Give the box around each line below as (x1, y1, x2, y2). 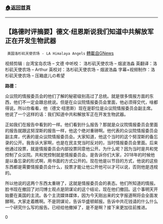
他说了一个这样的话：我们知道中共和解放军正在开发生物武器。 (5, 111, 129, 117)
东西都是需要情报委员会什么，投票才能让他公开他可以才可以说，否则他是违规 (5, 164, 158, 170)
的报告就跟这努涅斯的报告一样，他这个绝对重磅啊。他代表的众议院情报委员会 (5, 128, 158, 134)
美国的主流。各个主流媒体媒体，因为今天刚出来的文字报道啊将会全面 (17, 193, 154, 198)
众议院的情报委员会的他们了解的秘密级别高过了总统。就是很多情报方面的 (5, 93, 149, 99)
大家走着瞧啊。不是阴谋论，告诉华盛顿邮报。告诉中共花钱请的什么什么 (17, 198, 158, 204)
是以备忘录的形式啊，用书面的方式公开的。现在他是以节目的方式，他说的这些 (5, 158, 158, 164)
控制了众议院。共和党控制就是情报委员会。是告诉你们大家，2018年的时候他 (5, 152, 155, 158)
